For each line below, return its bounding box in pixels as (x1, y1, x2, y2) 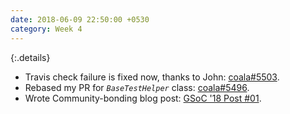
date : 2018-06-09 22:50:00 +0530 (10, 14, 150, 25)
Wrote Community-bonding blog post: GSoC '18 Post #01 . (24, 92, 262, 104)
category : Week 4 (10, 24, 83, 34)
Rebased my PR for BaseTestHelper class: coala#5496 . (24, 81, 250, 93)
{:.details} (10, 51, 51, 63)
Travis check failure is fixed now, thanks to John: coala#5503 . (24, 71, 280, 83)
